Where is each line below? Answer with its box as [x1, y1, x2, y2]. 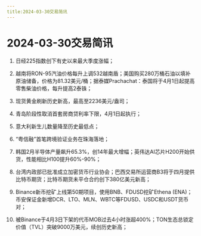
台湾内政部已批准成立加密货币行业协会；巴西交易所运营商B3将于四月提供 [15, 168, 195, 175]
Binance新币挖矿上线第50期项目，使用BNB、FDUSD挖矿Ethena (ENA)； [15, 188, 193, 195]
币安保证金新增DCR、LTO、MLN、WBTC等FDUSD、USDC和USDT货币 [15, 195, 188, 203]
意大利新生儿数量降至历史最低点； [15, 123, 100, 130]
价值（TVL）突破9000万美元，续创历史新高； [15, 223, 128, 230]
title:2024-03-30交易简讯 [7, 8, 68, 15]
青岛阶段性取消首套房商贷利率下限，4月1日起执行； [15, 110, 142, 117]
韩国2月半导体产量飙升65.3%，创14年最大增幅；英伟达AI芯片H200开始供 [15, 148, 195, 155]
